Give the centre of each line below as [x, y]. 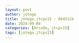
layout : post [19, 10]
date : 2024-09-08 [23, 23]
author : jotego [21, 14]
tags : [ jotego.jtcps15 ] [30, 33]
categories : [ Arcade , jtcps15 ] [37, 28]
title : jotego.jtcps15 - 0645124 [39, 19]
